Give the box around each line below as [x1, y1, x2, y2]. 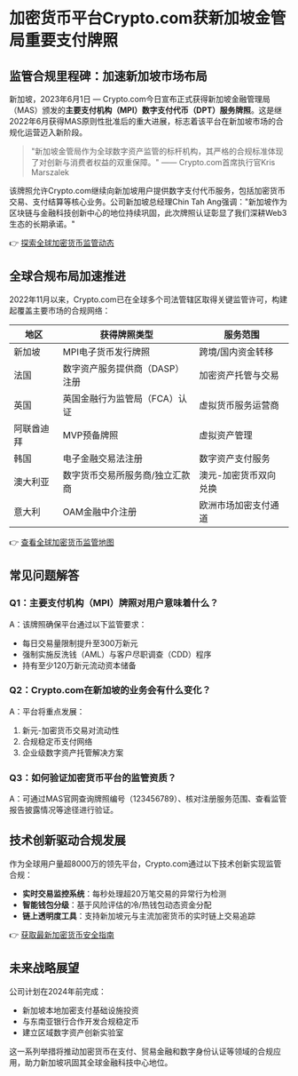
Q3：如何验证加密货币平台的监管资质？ [9, 771, 177, 784]
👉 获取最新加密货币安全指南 [9, 929, 115, 940]
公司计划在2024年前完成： [9, 985, 106, 996]
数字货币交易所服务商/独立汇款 [62, 468, 191, 481]
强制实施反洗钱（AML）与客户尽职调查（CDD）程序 [21, 649, 212, 659]
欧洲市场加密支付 [199, 498, 271, 511]
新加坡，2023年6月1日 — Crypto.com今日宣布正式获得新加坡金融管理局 [9, 94, 271, 104]
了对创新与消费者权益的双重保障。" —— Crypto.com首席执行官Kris [30, 157, 276, 167]
